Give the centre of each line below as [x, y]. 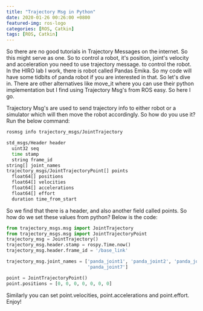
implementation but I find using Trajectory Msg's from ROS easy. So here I [98, 90]
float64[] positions [37, 177]
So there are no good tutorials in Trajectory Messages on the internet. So [97, 51]
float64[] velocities [39, 182]
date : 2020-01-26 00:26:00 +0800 [48, 18]
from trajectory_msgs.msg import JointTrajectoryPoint [77, 234]
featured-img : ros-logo [36, 23]
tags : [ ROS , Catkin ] [32, 34]
